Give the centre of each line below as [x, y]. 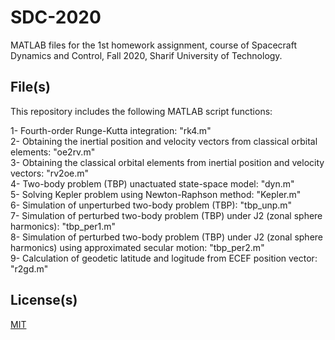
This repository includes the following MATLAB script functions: [141, 111]
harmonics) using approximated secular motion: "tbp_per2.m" [137, 247]
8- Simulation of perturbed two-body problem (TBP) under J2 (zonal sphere [167, 237]
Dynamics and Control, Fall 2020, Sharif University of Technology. [146, 55]
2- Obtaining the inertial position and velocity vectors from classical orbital [164, 141]
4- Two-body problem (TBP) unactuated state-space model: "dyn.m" [152, 183]
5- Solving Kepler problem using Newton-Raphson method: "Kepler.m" [156, 194]
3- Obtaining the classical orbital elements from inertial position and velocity [167, 162]
